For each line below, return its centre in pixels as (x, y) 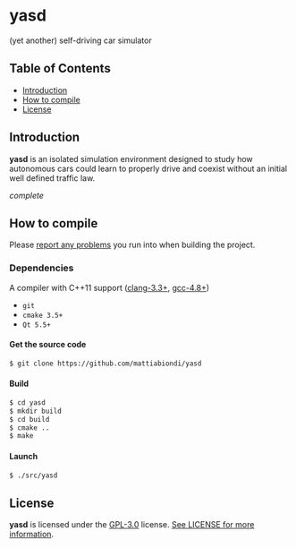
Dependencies (42, 268)
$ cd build (30, 419)
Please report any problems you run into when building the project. (132, 245)
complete (27, 195)
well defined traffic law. (52, 178)
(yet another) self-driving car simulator (80, 40)
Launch (24, 456)
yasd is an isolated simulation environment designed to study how (131, 158)
